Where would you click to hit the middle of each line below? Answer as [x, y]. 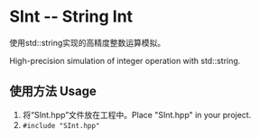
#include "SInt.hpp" [61, 125]
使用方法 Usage [53, 92]
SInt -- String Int [71, 17]
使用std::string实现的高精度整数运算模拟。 [88, 42]
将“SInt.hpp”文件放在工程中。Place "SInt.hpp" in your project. [137, 115]
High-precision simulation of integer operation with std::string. [125, 60]
